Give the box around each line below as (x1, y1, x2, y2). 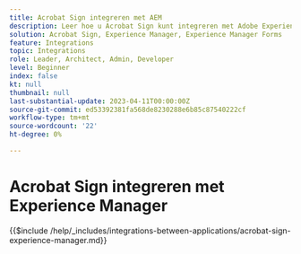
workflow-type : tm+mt (9, 113, 90, 122)
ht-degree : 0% (9, 130, 63, 139)
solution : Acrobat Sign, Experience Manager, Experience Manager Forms (9, 30, 282, 39)
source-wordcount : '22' (9, 122, 99, 131)
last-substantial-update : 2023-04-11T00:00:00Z (9, 96, 191, 106)
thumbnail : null (9, 88, 70, 97)
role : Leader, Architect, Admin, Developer (9, 55, 175, 64)
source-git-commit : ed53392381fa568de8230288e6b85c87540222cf (9, 105, 246, 114)
